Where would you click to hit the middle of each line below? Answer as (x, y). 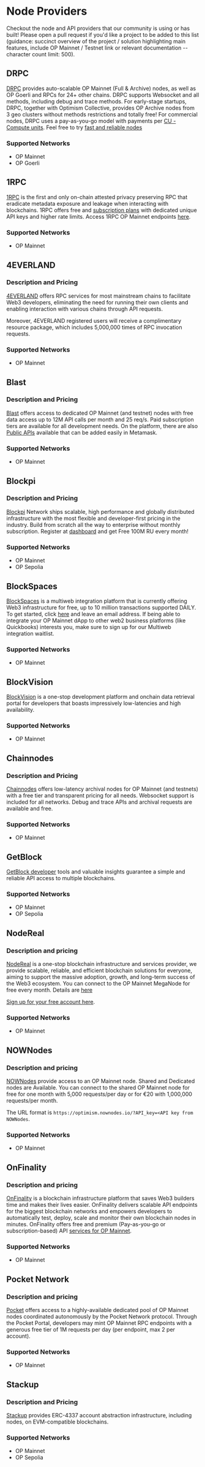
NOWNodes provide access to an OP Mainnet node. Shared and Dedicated (101, 1081)
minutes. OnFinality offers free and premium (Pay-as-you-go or (86, 1224)
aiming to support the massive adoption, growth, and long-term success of (101, 977)
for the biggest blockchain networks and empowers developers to (89, 1212)
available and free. (30, 809)
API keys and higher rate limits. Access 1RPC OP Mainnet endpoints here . (99, 216)
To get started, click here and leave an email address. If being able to (93, 614)
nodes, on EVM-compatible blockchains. (58, 1422)
